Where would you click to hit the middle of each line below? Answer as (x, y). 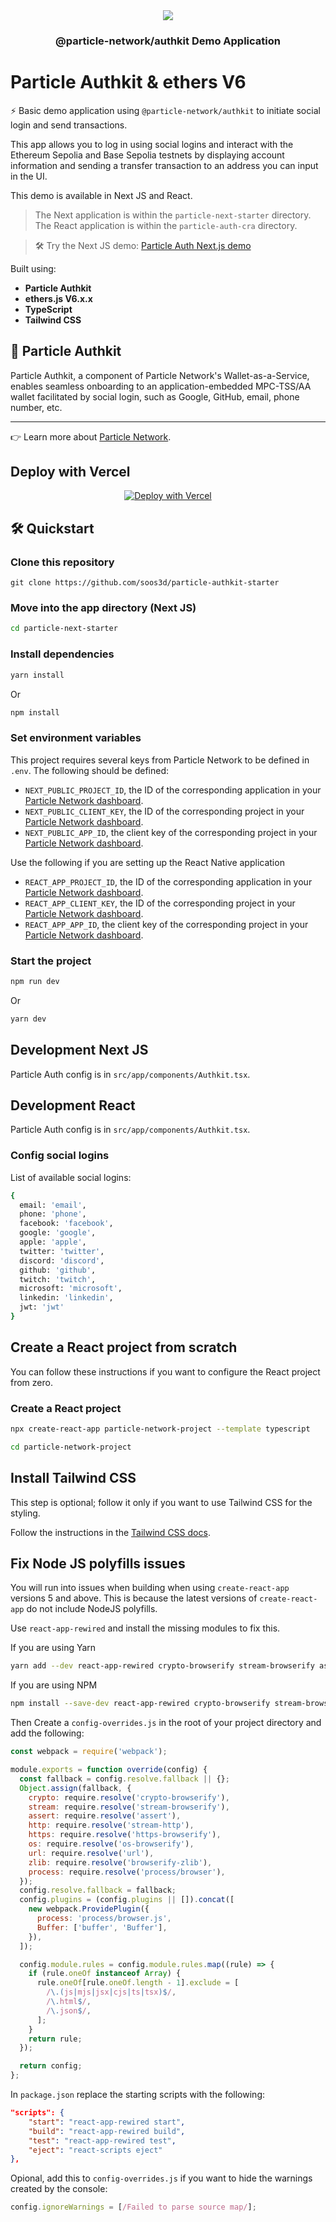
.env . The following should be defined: (90, 770)
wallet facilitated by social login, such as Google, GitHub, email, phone (155, 396)
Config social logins (60, 1156)
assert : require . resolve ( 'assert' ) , (105, 1816)
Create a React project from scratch (124, 1347)
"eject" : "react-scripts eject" (95, 2150)
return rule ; (55, 2039)
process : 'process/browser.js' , (104, 1919)
